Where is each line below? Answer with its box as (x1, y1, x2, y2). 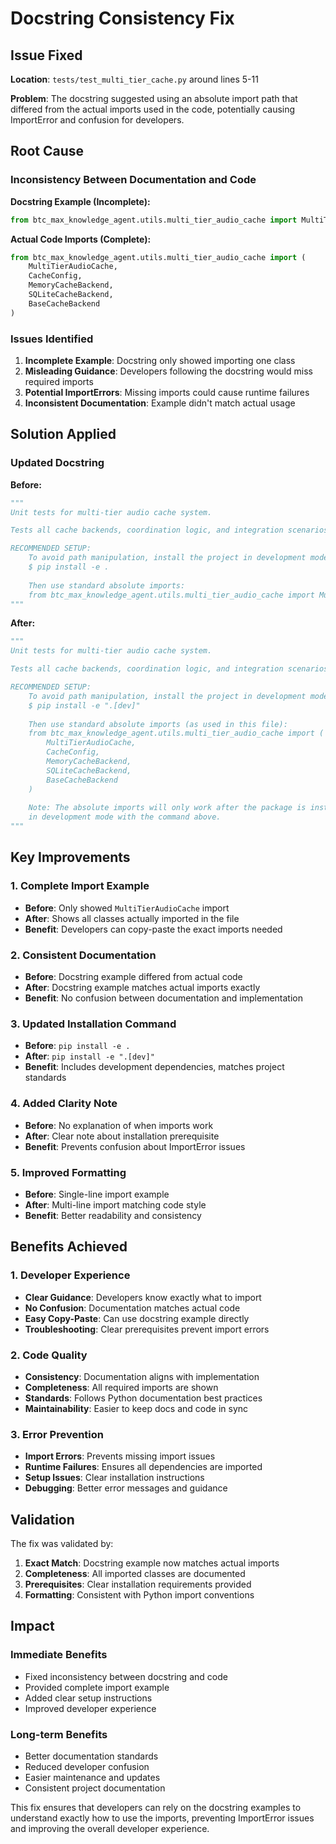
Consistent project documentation (24, 1782, 166, 1794)
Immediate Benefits (10, 1648, 108, 1662)
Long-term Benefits (10, 1727, 108, 1741)
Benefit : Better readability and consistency (24, 1209, 202, 1221)
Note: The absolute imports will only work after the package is (28, 803, 307, 813)
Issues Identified (10, 332, 94, 346)
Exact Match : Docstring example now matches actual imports (24, 1557, 280, 1569)
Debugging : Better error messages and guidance (24, 1482, 228, 1494)
